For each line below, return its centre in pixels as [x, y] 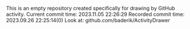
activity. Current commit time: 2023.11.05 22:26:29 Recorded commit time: [95, 14]
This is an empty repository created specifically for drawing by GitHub [91, 8]
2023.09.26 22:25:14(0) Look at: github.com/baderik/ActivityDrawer [88, 20]
